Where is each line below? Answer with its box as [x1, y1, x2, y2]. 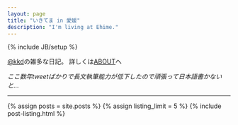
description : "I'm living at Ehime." [7, 23, 119, 30]
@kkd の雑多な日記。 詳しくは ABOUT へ [7, 57, 123, 66]
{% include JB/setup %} [7, 43, 78, 52]
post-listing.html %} [7, 109, 66, 118]
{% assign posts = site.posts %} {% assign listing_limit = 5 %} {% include [7, 102, 222, 110]
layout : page [7, 10, 46, 18]
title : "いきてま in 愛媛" [7, 17, 80, 24]
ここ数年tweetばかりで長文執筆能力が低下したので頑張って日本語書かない [7, 72, 222, 81]
